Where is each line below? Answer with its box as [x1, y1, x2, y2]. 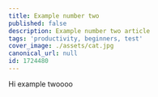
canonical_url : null [8, 49, 79, 57]
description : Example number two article [8, 27, 151, 35]
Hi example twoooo [8, 78, 73, 89]
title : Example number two [8, 11, 100, 20]
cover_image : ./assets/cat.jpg [8, 42, 114, 50]
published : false [8, 19, 67, 27]
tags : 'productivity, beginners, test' [8, 34, 143, 43]
